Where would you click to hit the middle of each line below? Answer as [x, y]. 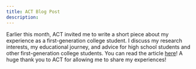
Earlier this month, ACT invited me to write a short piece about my [88, 34]
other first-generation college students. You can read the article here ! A [94, 53]
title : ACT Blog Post [33, 12]
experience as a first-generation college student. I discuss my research [94, 40]
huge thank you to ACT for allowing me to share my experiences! [86, 59]
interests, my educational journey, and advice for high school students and [98, 47]
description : [22, 17]
